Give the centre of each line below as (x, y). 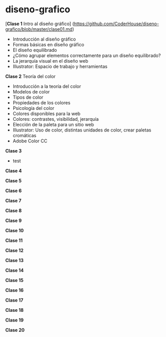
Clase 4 (14, 171)
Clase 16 (15, 290)
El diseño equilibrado (35, 50)
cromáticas (25, 135)
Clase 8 (14, 210)
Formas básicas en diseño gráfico (48, 44)
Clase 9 (14, 220)
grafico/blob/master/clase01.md (39, 29)
